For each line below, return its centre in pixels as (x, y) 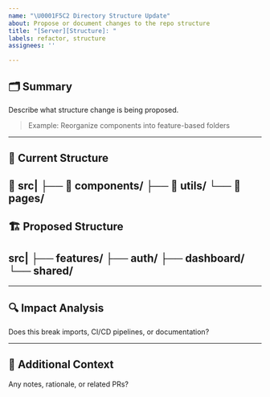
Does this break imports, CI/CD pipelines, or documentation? (109, 332)
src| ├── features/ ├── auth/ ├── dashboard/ (127, 258)
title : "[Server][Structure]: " (62, 31)
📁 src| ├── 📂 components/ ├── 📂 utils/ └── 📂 (125, 186)
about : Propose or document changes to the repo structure (109, 23)
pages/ (27, 198)
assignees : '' (32, 46)
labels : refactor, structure (57, 38)
